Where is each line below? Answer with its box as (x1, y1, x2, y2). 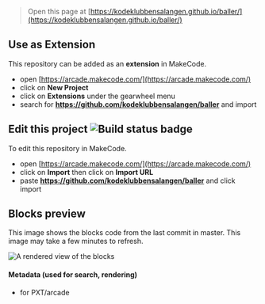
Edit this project (8, 123, 88, 136)
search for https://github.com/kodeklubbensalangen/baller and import (19, 99, 257, 109)
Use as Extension (8, 38, 96, 51)
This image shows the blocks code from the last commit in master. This (8, 228, 241, 237)
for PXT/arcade (19, 287, 70, 297)
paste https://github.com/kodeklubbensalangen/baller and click (19, 176, 236, 185)
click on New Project (19, 82, 89, 92)
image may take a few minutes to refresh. (8, 237, 144, 246)
